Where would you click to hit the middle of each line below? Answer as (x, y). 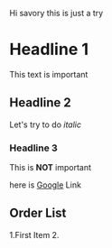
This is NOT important (51, 168)
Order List (38, 213)
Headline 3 (34, 148)
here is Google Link (45, 185)
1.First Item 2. (34, 234)
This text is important (49, 74)
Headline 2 (40, 103)
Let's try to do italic (45, 124)
